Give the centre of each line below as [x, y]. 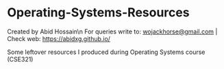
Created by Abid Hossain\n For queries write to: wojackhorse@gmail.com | [112, 31]
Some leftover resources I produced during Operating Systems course [106, 52]
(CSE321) [20, 59]
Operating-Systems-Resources [98, 13]
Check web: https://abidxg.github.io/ [59, 38]
